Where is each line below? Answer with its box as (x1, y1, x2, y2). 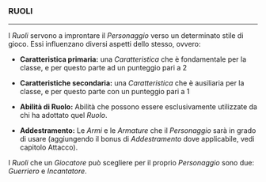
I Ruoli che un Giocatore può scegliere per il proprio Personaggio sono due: (8, 158, 255, 168)
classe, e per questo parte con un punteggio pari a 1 (19, 87, 190, 97)
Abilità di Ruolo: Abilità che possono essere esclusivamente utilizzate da (19, 102, 257, 112)
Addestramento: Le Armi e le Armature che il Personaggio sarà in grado (19, 126, 256, 135)
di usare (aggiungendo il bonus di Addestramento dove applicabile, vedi (19, 135, 255, 144)
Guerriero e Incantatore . (8, 166, 87, 176)
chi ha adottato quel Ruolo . (19, 111, 108, 120)
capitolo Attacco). (19, 142, 78, 152)
